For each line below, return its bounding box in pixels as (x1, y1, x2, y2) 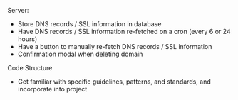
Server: (7, 6, 29, 14)
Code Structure (7, 64, 53, 72)
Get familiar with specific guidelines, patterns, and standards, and (17, 77, 212, 86)
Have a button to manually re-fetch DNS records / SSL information (17, 43, 212, 50)
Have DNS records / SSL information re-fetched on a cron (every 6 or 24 (17, 28, 231, 35)
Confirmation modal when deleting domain (17, 50, 143, 58)
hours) (17, 35, 38, 43)
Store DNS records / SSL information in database (17, 20, 162, 28)
